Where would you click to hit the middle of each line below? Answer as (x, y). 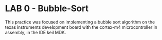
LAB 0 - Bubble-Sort (47, 9)
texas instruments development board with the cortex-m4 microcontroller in (81, 27)
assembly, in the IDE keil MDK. (36, 32)
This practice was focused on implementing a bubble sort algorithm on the (80, 22)
